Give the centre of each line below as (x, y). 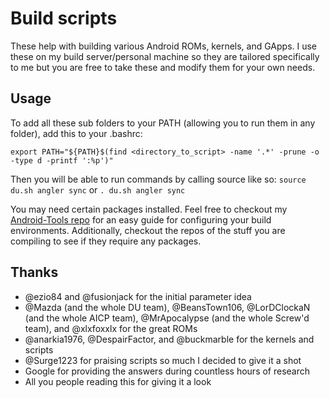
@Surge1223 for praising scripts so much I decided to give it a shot (163, 360)
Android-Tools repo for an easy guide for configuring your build (141, 219)
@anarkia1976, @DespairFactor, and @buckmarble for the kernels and (169, 339)
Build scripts (64, 18)
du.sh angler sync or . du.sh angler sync (98, 189)
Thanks (34, 272)
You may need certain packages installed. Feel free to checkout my (149, 209)
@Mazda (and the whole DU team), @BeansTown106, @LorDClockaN (167, 307)
